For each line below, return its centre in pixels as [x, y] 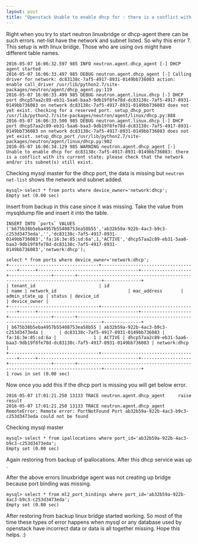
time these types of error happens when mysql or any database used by [94, 522]
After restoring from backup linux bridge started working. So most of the [94, 516]
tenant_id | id [61, 286]
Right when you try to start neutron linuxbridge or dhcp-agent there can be [98, 34]
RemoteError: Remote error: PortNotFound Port [64, 411]
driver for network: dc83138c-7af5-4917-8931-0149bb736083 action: [91, 79]
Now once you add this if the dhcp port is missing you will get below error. [97, 385]
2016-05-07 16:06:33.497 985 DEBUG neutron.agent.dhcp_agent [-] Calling [99, 74]
